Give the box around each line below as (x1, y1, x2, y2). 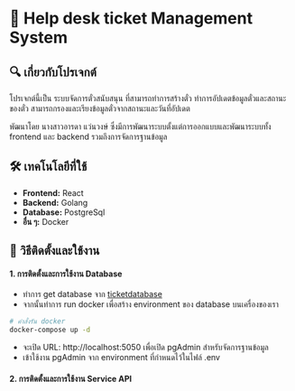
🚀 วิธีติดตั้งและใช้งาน (9, 243, 100, 258)
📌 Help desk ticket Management (9, 8, 254, 29)
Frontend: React (22, 187, 84, 198)
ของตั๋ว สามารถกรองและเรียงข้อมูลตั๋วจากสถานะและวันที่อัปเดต (9, 103, 191, 114)
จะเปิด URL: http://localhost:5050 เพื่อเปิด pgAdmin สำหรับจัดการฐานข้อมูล (22, 342, 269, 353)
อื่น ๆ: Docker (22, 216, 69, 227)
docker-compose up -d (9, 325, 91, 335)
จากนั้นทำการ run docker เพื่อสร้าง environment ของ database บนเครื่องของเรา (22, 299, 280, 310)
